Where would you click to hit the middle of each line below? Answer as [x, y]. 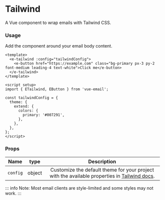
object [35, 173]
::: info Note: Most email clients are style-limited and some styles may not [79, 188]
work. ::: [13, 193]
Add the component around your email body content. [59, 46]
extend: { [24, 106]
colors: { [28, 111]
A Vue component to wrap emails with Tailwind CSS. [58, 23]
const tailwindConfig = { [31, 98]
